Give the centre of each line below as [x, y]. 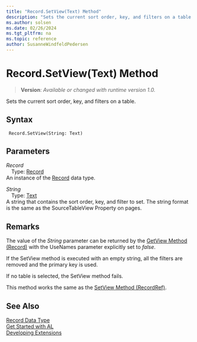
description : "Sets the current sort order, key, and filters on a [91, 17]
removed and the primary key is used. [52, 265]
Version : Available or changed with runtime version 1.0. [88, 89]
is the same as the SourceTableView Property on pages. [74, 208]
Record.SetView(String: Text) [46, 133]
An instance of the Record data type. [51, 178]
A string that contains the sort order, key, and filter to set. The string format [97, 202]
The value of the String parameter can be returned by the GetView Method [97, 241]
